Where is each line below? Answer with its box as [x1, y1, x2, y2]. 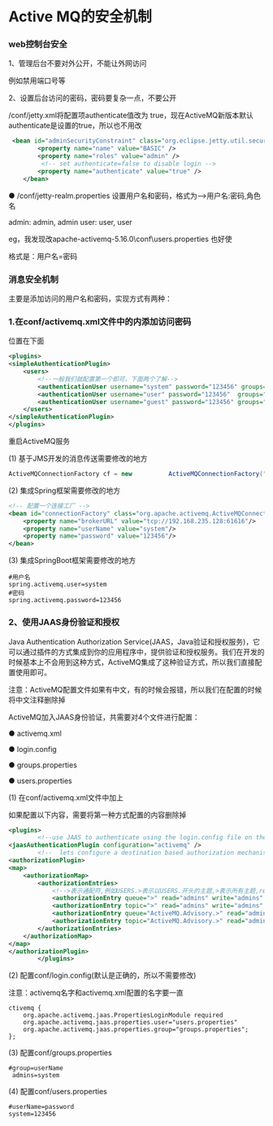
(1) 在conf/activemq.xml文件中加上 [8, 792, 124, 803]
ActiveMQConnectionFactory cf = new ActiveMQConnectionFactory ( [8, 470, 264, 478]
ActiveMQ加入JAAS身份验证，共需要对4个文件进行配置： [8, 712, 201, 722]
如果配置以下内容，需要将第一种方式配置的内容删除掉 [8, 810, 187, 820]
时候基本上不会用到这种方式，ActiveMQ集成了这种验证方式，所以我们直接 [8, 657, 255, 666]
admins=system [11, 1071, 60, 1080]
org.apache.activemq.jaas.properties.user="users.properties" [23, 1018, 238, 1027]
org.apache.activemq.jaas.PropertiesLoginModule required [23, 1011, 223, 1019]
